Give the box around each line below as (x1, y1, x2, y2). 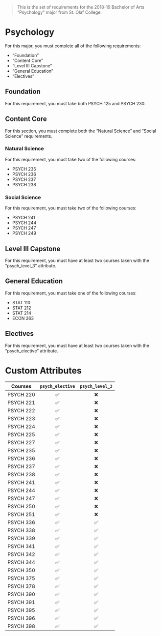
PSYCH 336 (7, 519, 35, 525)
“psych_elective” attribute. (5, 347, 58, 353)
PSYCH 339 (7, 535, 35, 542)
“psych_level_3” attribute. (5, 262, 57, 268)
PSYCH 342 (7, 550, 35, 557)
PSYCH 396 (7, 614, 35, 621)
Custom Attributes (5, 365, 82, 376)
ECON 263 (12, 315, 34, 321)
